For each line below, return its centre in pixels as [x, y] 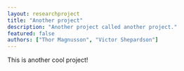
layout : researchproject [44, 14]
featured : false [31, 33]
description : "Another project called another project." [92, 27]
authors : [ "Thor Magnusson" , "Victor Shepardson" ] [83, 40]
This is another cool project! [48, 60]
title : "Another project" [45, 20]
